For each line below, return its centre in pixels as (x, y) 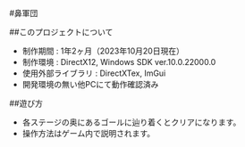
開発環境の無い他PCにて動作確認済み (90, 84)
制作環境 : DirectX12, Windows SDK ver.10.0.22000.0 (119, 62)
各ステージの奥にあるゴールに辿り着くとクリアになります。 (131, 122)
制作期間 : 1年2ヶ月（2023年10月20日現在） (103, 51)
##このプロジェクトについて (61, 32)
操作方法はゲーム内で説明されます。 (88, 133)
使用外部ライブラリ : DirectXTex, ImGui (94, 73)
